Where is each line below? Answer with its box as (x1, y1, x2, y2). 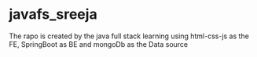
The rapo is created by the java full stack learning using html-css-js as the (9, 31, 250, 41)
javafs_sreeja (9, 5, 97, 23)
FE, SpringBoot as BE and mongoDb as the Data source (9, 39, 189, 48)
